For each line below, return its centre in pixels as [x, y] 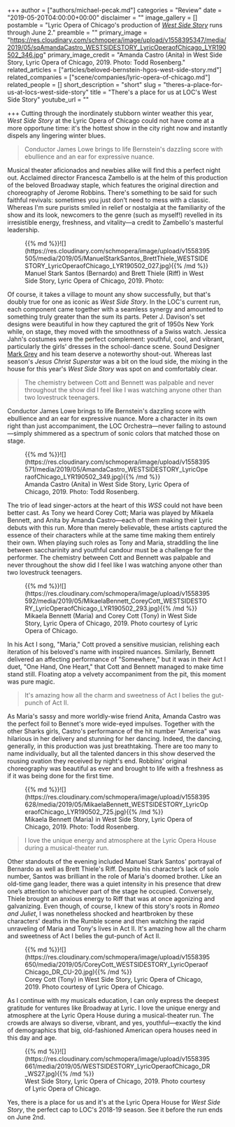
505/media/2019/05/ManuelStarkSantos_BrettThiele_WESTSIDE [116, 258]
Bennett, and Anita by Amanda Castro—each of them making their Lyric [110, 520]
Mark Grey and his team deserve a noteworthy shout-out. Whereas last [109, 354]
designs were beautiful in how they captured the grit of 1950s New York [111, 324]
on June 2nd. [26, 1117]
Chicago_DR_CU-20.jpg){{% [65, 972]
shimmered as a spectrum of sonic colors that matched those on [127, 433]
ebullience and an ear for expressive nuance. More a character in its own [112, 418]
